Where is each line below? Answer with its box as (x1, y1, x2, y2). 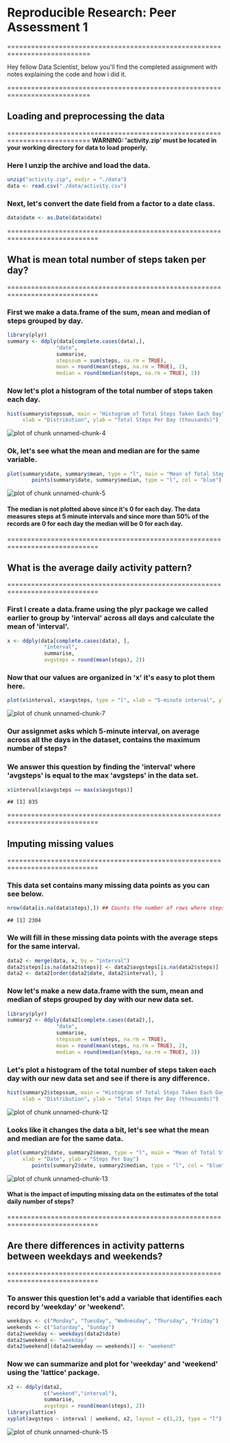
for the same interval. (7, 942, 80, 951)
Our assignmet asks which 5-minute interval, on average (7, 727, 200, 736)
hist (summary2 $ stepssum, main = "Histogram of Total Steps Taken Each (7, 1089, 213, 1096)
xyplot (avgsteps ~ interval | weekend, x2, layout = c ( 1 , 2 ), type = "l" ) (7, 1416, 222, 1422)
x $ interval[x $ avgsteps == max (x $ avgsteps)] (7, 786, 133, 793)
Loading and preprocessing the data (7, 111, 165, 122)
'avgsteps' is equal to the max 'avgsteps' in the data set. (7, 771, 199, 780)
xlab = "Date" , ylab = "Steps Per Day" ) (22, 1155, 139, 1162)
